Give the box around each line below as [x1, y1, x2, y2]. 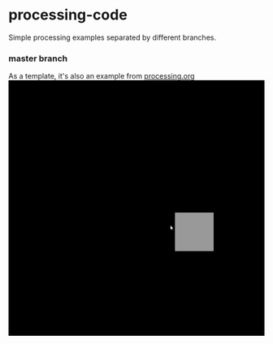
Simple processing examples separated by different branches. [8, 32, 217, 42]
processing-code [8, 6, 128, 24]
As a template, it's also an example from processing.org [8, 71, 195, 81]
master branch [8, 53, 67, 64]
